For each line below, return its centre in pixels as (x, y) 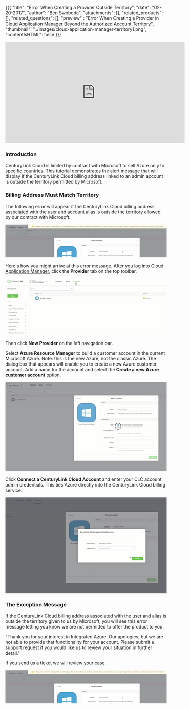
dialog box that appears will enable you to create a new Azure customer (81, 364)
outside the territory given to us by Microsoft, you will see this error (76, 621)
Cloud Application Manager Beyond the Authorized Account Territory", (80, 24)
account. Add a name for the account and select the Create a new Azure (82, 369)
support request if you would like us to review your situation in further (79, 647)
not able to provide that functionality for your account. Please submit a (80, 642)
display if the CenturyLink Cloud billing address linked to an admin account (84, 176)
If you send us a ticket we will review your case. (56, 663)
